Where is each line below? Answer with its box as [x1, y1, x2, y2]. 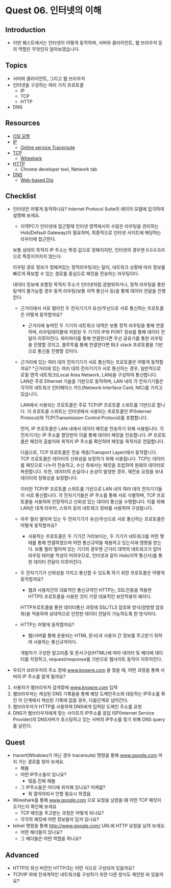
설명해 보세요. [12, 212, 41, 218]
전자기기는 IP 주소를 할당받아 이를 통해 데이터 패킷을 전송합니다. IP [20, 432, 153, 438]
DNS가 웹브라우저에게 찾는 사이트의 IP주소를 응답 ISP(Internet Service [12, 710, 155, 716]
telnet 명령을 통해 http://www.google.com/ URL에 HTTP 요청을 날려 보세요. [12, 823, 166, 829]
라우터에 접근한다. [20, 236, 56, 242]
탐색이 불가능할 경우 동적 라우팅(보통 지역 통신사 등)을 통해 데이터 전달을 [12, 288, 157, 294]
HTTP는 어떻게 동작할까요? [20, 622, 75, 628]
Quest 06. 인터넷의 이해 [5, 5, 102, 16]
